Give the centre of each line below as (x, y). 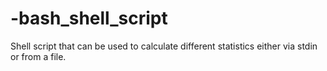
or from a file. (38, 56)
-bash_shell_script (89, 18)
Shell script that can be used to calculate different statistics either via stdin (164, 46)
